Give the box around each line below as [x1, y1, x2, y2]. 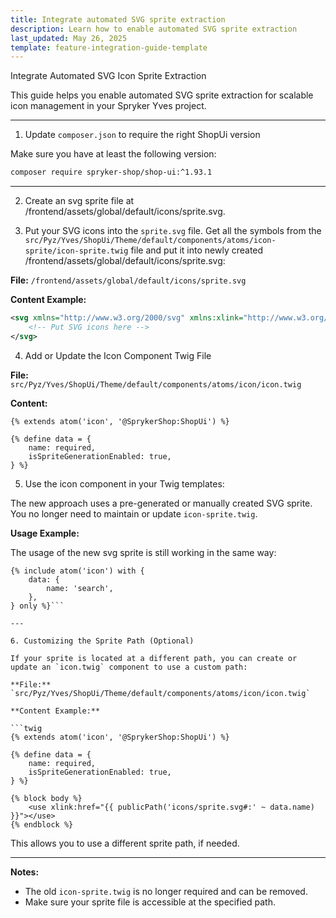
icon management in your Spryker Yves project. [10, 100, 207, 112]
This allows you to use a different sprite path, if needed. [10, 837, 240, 849]
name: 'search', [46, 583, 114, 593]
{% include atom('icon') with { [10, 566, 145, 576]
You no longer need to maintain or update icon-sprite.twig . [10, 507, 258, 520]
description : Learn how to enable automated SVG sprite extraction [10, 24, 298, 34]
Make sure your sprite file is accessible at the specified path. [24, 896, 276, 908]
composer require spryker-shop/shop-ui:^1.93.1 [10, 167, 213, 178]
